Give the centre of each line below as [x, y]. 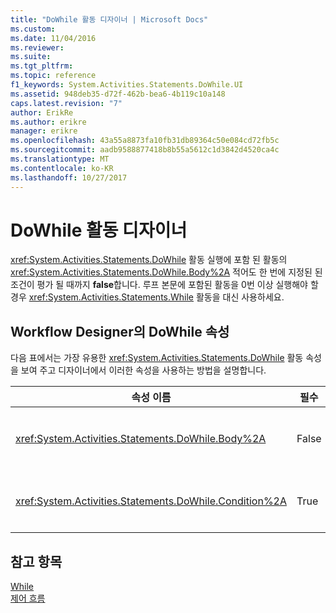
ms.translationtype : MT [60, 159]
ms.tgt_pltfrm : [42, 66]
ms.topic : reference [53, 76]
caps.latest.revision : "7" [66, 103]
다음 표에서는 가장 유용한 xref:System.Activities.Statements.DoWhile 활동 [157, 358]
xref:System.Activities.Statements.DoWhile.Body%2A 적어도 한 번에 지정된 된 [166, 272]
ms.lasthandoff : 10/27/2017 [69, 177]
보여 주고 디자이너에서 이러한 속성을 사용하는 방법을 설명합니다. [143, 370]
